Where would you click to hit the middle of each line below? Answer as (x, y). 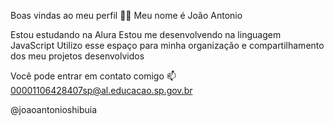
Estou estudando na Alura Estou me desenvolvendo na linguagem (146, 34)
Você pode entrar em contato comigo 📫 (93, 76)
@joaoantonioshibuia (54, 109)
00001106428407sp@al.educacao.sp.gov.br (101, 90)
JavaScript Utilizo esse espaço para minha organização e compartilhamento (167, 45)
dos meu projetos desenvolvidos (77, 56)
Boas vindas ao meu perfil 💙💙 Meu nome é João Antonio (126, 15)
